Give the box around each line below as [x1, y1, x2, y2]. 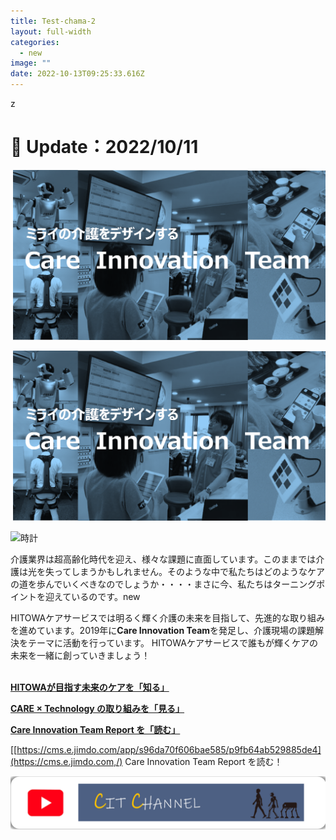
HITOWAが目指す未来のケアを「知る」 [10, 681, 170, 694]
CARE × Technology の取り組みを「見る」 [10, 703, 185, 715]
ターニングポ [272, 578, 326, 590]
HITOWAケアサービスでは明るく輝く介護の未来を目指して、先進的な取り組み [10, 612, 326, 624]
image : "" [10, 58, 52, 69]
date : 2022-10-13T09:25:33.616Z [10, 69, 145, 79]
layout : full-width [10, 26, 92, 37]
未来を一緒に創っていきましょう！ [10, 650, 151, 662]
